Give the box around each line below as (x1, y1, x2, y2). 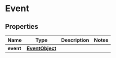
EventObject (26, 45, 57, 52)
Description (61, 37, 89, 43)
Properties (5, 22, 39, 31)
